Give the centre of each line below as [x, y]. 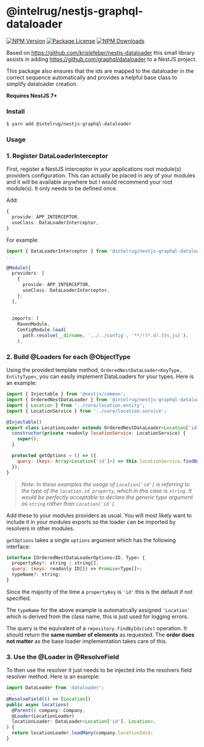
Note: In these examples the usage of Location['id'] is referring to [105, 484]
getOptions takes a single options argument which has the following [91, 540]
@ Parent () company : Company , [49, 710]
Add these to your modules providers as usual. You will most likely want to [99, 515]
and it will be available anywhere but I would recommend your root [90, 182]
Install [16, 111]
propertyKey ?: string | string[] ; [55, 563]
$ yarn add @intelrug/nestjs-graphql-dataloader [69, 124]
